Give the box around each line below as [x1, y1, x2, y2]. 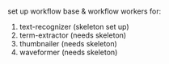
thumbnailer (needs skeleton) [19, 38, 118, 48]
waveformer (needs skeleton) [19, 47, 118, 57]
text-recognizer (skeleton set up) [19, 22, 129, 31]
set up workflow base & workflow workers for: [7, 6, 162, 16]
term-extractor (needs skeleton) [19, 30, 127, 40]
